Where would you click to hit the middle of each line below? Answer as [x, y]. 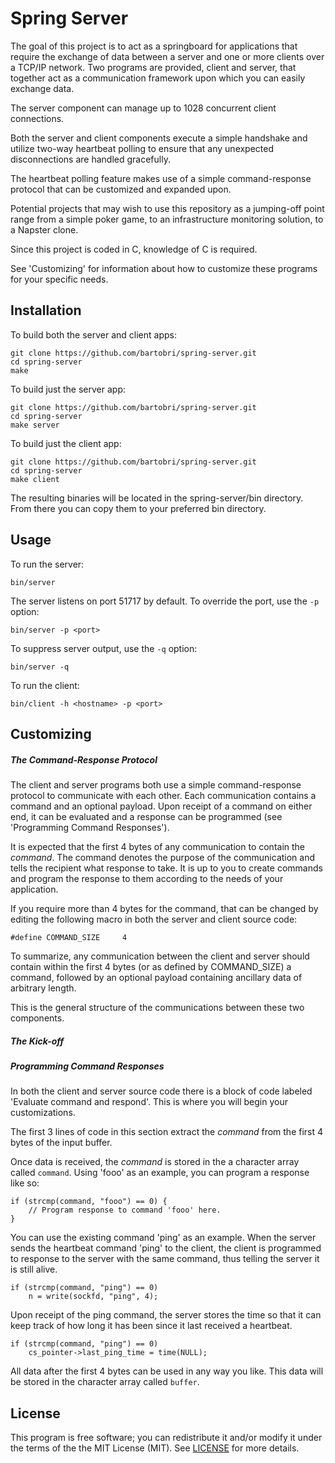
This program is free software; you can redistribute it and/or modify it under [166, 1438]
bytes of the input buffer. [61, 1143]
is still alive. [34, 1269]
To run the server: [47, 564]
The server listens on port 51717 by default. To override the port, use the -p [165, 601]
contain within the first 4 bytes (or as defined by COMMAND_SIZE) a [151, 966]
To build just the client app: [66, 443]
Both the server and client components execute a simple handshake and [159, 138]
